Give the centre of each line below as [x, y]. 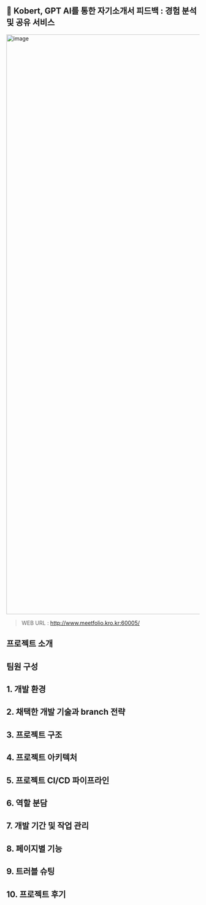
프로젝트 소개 [30, 644]
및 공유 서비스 [31, 22]
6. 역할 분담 [27, 803]
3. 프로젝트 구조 [34, 735]
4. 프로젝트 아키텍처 [42, 757]
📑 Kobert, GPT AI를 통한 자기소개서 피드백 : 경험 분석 [102, 11]
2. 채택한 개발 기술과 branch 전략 [66, 712]
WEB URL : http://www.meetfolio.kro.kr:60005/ [80, 623]
